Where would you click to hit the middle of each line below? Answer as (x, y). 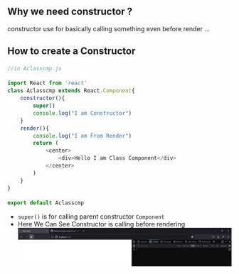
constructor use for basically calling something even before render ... (108, 28)
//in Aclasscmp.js (34, 68)
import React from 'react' (47, 83)
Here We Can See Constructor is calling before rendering (101, 224)
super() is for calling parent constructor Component (91, 217)
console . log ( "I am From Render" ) (83, 136)
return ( (46, 143)
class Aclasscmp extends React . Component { (71, 91)
